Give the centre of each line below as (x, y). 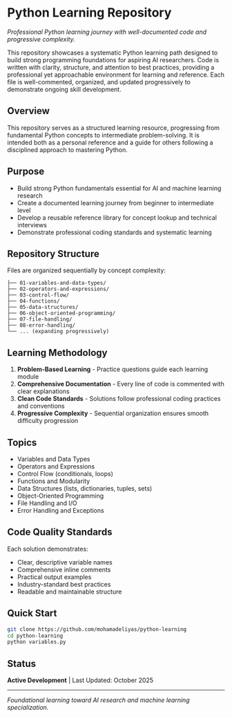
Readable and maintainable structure (69, 592)
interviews (32, 225)
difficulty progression (48, 421)
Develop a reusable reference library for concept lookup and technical (117, 217)
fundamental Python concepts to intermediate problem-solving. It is (104, 135)
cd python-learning (35, 636)
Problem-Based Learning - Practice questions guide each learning (113, 369)
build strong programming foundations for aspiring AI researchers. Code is (113, 59)
